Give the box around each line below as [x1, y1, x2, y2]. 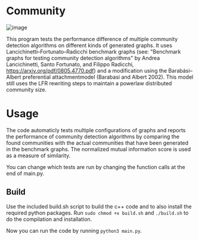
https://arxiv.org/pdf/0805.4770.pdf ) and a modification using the [6, 67, 167, 74]
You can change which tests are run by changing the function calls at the [6, 163, 186, 170]
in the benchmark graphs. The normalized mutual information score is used [6, 145, 191, 152]
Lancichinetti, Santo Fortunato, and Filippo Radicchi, [6, 61, 134, 68]
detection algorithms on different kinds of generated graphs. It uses [6, 42, 173, 49]
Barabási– [168, 67, 192, 74]
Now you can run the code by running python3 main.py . [6, 227, 142, 234]
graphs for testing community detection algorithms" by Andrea [6, 54, 160, 61]
